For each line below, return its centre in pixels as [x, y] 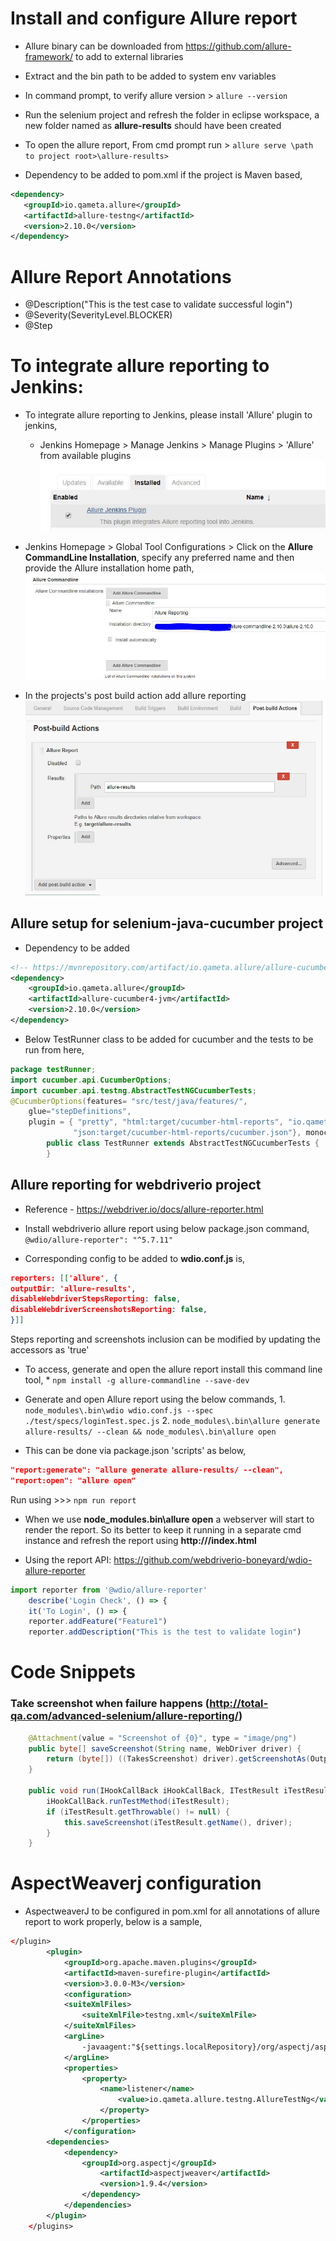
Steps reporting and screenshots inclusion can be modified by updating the [166, 1339]
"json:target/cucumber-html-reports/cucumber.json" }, [187, 1133]
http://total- [239, 1704]
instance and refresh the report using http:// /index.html [140, 1540]
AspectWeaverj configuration [136, 1883]
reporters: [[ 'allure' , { [64, 1278]
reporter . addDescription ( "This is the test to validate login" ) [165, 1632]
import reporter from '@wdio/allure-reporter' [109, 1590]
